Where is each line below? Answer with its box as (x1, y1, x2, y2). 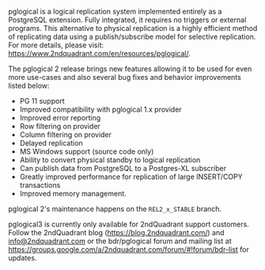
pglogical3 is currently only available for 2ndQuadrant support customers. (8, 219, 249, 229)
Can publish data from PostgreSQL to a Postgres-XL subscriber (19, 164, 227, 173)
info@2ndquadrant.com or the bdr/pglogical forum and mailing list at (8, 237, 232, 245)
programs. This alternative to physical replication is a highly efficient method (8, 24, 258, 32)
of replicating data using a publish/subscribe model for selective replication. (8, 32, 256, 41)
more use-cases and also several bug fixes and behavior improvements (8, 73, 241, 82)
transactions (19, 181, 61, 189)
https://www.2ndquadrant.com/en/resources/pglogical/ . (8, 49, 191, 58)
